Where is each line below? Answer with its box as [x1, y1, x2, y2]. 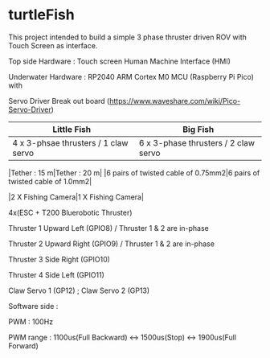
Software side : [8, 301, 59, 311]
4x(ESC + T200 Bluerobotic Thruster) [8, 208, 133, 217]
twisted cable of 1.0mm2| [8, 176, 92, 186]
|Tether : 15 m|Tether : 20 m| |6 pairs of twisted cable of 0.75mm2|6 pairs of [8, 167, 260, 178]
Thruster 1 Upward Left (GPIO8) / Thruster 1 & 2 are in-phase [8, 223, 209, 232]
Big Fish [182, 123, 215, 134]
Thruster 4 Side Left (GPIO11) [8, 270, 104, 279]
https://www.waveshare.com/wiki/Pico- [109, 96, 241, 105]
